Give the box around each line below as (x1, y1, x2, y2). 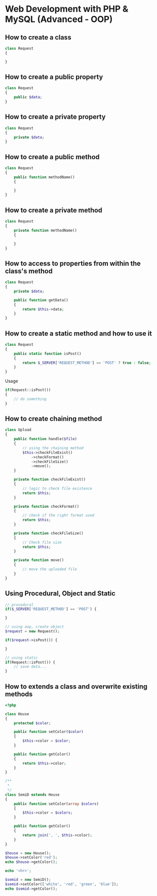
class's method (5, 267, 52, 275)
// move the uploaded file (22, 567, 77, 572)
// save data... (14, 664, 47, 669)
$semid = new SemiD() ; (5, 877, 51, 882)
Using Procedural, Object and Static (5, 589, 116, 597)
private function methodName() (14, 228, 77, 233)
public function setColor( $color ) (14, 729, 84, 734)
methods (5, 690, 33, 698)
